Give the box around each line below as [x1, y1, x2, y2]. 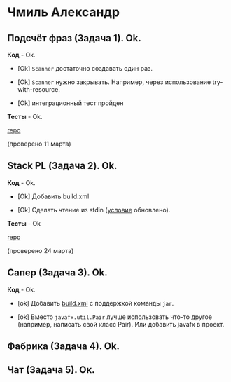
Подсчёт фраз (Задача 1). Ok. [7, 32, 141, 44]
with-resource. [17, 86, 61, 93]
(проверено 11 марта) [7, 139, 71, 148]
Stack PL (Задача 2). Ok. [7, 160, 118, 172]
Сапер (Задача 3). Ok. [7, 267, 108, 279]
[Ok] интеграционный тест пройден [17, 99, 124, 107]
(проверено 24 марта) [7, 246, 74, 254]
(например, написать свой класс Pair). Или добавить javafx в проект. [17, 320, 225, 328]
